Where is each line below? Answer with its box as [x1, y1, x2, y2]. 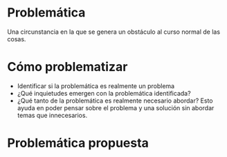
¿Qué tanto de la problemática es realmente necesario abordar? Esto [17, 96, 213, 105]
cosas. [7, 34, 26, 43]
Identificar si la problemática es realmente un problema [17, 81, 175, 90]
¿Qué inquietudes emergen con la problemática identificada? [17, 89, 192, 97]
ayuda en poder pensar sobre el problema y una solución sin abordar [17, 103, 215, 112]
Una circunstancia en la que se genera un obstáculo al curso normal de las [7, 28, 220, 36]
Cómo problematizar [7, 59, 128, 75]
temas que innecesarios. [17, 111, 88, 119]
